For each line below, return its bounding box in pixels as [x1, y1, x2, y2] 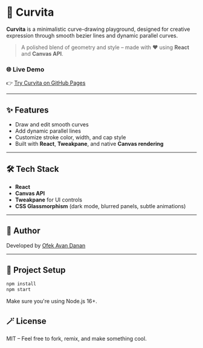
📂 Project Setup [6, 265, 66, 275]
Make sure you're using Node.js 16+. [6, 298, 98, 305]
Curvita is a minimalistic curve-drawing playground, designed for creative [6, 25, 190, 33]
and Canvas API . [21, 50, 63, 57]
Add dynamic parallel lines [14, 127, 82, 135]
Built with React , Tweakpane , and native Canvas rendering [14, 140, 164, 148]
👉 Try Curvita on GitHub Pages [6, 79, 86, 87]
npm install [6, 281, 36, 287]
